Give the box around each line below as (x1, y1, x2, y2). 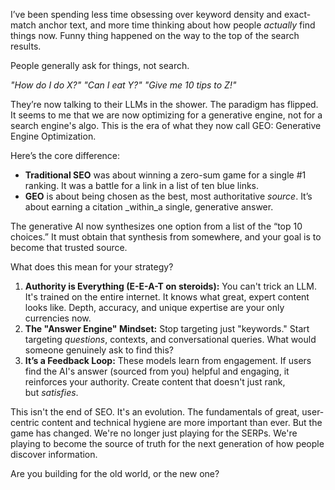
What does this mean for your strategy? (10, 261, 174, 273)
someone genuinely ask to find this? (24, 344, 174, 356)
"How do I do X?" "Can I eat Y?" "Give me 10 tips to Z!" (10, 79, 237, 91)
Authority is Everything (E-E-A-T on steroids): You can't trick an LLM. (24, 280, 317, 292)
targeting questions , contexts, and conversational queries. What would (24, 334, 317, 345)
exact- (284, 9, 312, 20)
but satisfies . (24, 387, 79, 398)
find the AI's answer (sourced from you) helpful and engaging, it (24, 365, 290, 377)
